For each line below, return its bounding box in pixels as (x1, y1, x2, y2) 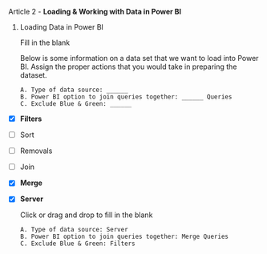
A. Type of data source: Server (19, 226, 128, 234)
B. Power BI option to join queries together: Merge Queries (19, 232, 229, 241)
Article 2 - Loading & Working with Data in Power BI (8, 7, 182, 16)
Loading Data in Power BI (19, 22, 104, 31)
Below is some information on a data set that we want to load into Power (19, 54, 259, 62)
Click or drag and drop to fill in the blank (19, 210, 153, 220)
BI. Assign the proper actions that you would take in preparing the (19, 62, 237, 71)
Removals (19, 146, 53, 155)
